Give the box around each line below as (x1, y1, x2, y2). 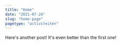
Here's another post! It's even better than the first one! (5, 35, 117, 41)
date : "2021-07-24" (5, 12, 46, 17)
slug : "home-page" (5, 16, 43, 21)
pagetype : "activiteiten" (5, 21, 59, 26)
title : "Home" (5, 7, 35, 12)
